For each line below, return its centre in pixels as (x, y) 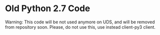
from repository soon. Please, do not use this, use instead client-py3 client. (80, 27)
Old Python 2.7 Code (48, 9)
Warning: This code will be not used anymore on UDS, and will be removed (80, 22)
